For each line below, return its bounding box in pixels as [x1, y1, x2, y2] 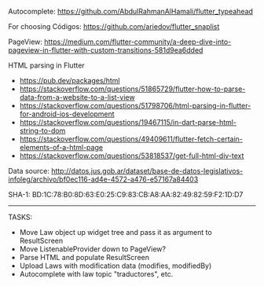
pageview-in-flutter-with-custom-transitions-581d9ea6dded [8, 46, 203, 54]
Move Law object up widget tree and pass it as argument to [19, 228, 212, 236]
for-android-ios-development [19, 109, 115, 119]
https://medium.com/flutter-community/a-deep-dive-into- [44, 37, 232, 46]
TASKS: [8, 212, 33, 222]
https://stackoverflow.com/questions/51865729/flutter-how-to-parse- [19, 84, 246, 93]
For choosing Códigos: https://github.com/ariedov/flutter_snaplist [8, 22, 220, 31]
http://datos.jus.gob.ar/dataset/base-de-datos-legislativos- [50, 167, 244, 175]
